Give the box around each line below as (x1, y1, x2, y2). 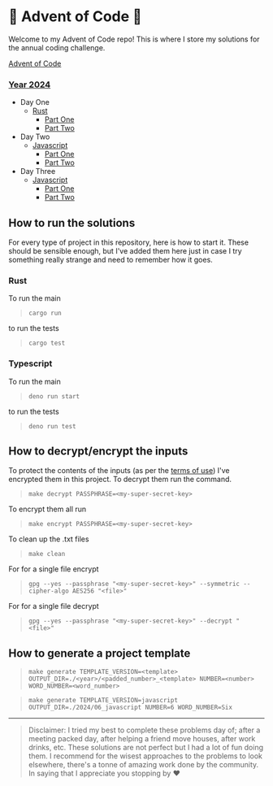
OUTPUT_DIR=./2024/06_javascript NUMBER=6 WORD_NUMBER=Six (28, 703, 233, 712)
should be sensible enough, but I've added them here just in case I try (8, 246, 242, 256)
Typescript (8, 358, 53, 369)
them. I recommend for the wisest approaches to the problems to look (28, 751, 262, 761)
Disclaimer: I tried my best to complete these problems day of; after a (28, 725, 261, 735)
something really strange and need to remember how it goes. (8, 255, 213, 265)
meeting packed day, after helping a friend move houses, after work (28, 734, 256, 744)
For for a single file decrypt (8, 601, 99, 611)
